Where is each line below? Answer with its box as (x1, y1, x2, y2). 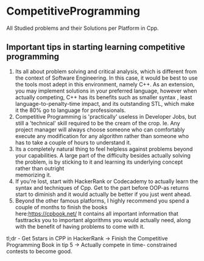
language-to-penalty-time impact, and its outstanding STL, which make (15, 100, 195, 107)
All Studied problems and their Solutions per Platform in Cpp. (6, 24, 160, 32)
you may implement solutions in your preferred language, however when (15, 87, 197, 94)
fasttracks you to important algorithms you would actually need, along (15, 216, 191, 223)
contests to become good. (6, 248, 72, 255)
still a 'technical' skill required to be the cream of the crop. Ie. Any (15, 119, 181, 127)
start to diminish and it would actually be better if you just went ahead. (15, 190, 192, 198)
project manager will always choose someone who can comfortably (15, 126, 185, 133)
